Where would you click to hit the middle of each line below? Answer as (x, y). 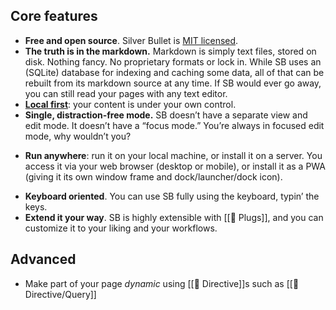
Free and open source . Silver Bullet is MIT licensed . (131, 40)
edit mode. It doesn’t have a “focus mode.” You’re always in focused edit (174, 125)
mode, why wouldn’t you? (78, 136)
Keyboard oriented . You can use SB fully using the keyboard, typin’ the (172, 196)
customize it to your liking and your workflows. (121, 228)
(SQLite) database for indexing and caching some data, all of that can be (174, 72)
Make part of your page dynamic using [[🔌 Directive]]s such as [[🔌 (162, 283)
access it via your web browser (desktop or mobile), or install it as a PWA (175, 166)
